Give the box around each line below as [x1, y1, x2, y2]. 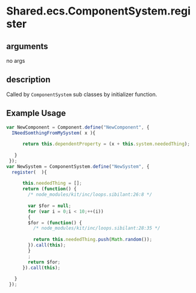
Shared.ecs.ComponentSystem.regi [6, 4, 191, 18]
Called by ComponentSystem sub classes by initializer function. [6, 91, 157, 98]
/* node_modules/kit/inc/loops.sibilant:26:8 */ [28, 192, 153, 198]
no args [6, 57, 25, 64]
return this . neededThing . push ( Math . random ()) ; [33, 237, 153, 243]
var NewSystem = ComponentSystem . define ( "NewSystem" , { [6, 163, 150, 170]
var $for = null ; [28, 202, 71, 209]
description [6, 74, 51, 85]
